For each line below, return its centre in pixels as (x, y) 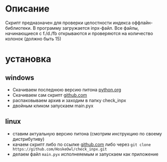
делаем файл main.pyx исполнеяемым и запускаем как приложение (86, 154)
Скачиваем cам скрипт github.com (50, 95)
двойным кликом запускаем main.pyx (53, 106)
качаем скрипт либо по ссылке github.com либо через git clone (82, 144)
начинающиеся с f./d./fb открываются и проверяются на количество (79, 33)
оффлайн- (142, 23)
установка (28, 59)
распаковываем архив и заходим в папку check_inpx (69, 100)
